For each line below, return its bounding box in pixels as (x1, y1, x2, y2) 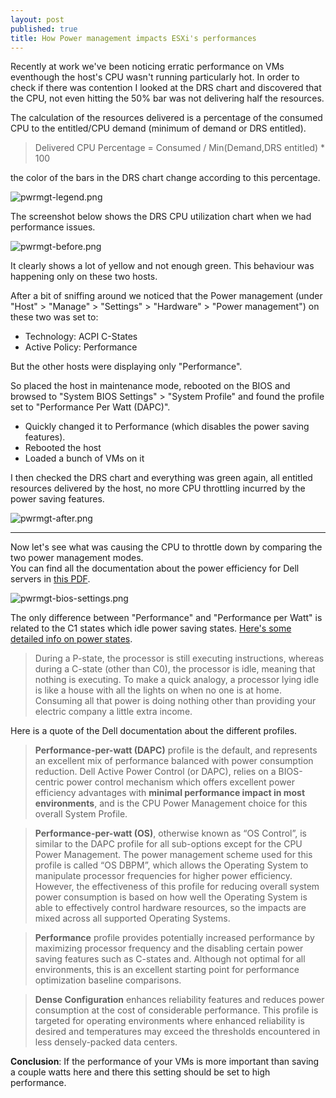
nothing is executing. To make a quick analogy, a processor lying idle (34, 674, 320, 686)
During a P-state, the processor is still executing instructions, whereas (34, 652, 325, 665)
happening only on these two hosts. (10, 271, 158, 283)
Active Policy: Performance (24, 341, 138, 353)
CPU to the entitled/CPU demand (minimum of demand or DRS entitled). (10, 122, 307, 135)
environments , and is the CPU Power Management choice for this (34, 797, 308, 810)
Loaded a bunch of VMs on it (24, 452, 145, 465)
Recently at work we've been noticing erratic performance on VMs (10, 61, 285, 73)
